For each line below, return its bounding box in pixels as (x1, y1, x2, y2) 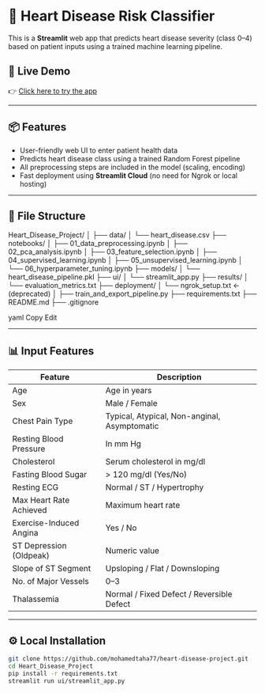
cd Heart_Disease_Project (8, 662, 93, 670)
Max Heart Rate (12, 494, 70, 506)
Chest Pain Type (12, 415, 73, 426)
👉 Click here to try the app (8, 86, 97, 96)
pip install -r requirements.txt (8, 669, 118, 677)
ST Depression (12, 540, 67, 551)
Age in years (105, 385, 152, 396)
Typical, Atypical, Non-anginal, (105, 411, 221, 422)
